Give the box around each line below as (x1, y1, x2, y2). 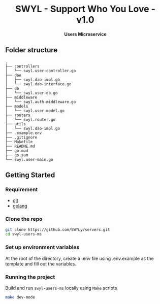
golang (12, 203, 27, 209)
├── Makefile (5, 139, 33, 144)
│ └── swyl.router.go (5, 117, 56, 122)
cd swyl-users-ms (5, 232, 42, 237)
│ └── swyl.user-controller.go (5, 68, 76, 73)
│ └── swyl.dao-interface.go (5, 81, 72, 87)
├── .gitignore (5, 134, 38, 140)
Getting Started (5, 171, 55, 179)
